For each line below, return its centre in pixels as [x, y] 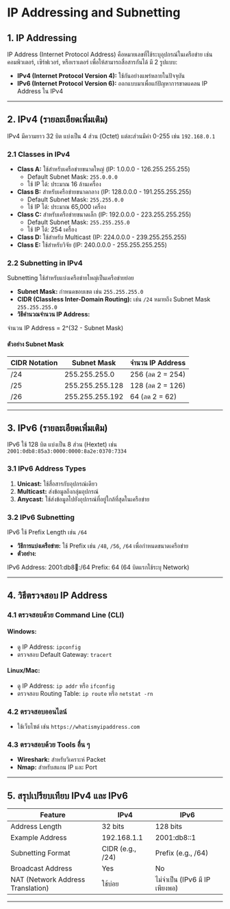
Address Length [36, 827]
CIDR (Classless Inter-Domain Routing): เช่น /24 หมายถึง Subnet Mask [114, 299]
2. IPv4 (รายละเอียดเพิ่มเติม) [57, 120]
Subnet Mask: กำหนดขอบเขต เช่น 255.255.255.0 [80, 292]
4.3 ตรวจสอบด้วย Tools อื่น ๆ [49, 745]
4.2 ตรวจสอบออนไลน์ [37, 712]
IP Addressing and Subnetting [94, 13]
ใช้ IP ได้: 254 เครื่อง [52, 229]
